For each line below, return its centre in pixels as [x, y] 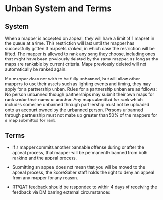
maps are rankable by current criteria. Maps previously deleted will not [76, 64]
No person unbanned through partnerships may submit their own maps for [80, 94]
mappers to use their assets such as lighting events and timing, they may [78, 84]
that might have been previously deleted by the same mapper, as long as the [81, 59]
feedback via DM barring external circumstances [61, 192]
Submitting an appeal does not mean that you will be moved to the [78, 167]
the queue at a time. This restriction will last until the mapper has [70, 43]
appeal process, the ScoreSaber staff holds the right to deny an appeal [83, 172]
